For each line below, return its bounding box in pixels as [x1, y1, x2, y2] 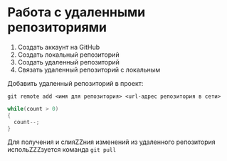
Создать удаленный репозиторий [17, 57, 120, 66]
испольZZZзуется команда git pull [7, 145, 116, 154]
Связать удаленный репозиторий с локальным [17, 65, 161, 74]
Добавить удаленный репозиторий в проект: [7, 79, 144, 87]
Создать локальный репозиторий [17, 50, 120, 59]
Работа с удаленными [7, 4, 146, 21]
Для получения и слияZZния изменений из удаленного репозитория [7, 138, 216, 146]
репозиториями [7, 19, 107, 35]
